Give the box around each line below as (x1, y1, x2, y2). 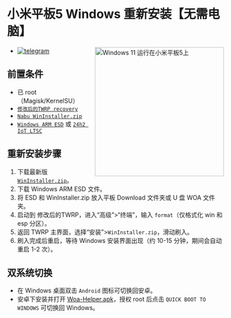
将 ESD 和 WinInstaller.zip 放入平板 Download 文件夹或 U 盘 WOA (16, 193, 201, 202)
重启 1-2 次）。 (16, 245, 57, 253)
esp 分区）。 (16, 219, 51, 227)
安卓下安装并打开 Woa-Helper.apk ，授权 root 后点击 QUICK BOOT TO (16, 295, 206, 304)
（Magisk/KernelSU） (16, 96, 79, 105)
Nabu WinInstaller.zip (16, 113, 82, 120)
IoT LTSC (16, 127, 43, 134)
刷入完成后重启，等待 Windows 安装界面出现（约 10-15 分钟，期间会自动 (16, 236, 222, 244)
